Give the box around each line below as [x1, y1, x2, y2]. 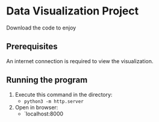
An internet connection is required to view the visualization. [6, 57, 154, 64]
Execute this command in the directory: [14, 91, 113, 98]
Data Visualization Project [6, 4, 139, 18]
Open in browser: [14, 103, 58, 111]
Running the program [6, 75, 88, 85]
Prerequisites [6, 41, 58, 52]
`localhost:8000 [23, 110, 64, 117]
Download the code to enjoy [6, 24, 76, 31]
